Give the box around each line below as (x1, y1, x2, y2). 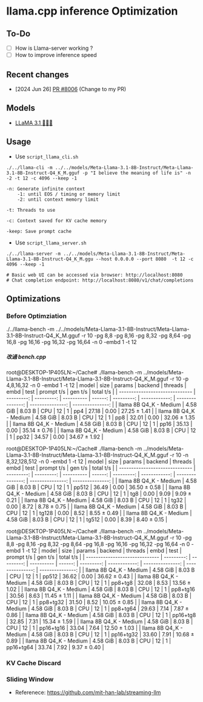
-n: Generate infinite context (6, 186, 85, 192)
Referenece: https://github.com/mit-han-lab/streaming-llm (15, 689, 161, 696)
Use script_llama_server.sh (15, 238, 87, 246)
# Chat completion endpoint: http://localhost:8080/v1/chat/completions (6, 277, 194, 283)
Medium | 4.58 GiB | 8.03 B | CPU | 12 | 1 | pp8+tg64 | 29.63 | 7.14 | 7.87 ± (6, 605, 189, 612)
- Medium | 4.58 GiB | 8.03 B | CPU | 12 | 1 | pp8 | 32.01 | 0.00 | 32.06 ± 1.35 (6, 414, 195, 421)
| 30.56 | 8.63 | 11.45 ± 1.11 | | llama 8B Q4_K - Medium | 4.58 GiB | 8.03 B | (6, 592, 192, 599)
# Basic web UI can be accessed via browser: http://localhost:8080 (6, 272, 183, 278)
